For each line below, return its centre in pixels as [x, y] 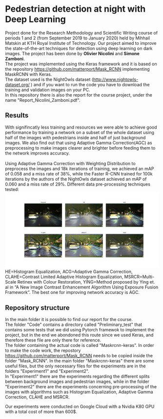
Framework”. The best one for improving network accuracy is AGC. [72, 292]
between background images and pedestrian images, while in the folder [77, 381]
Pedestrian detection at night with [75, 9]
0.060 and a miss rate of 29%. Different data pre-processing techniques [78, 184]
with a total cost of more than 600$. [41, 412]
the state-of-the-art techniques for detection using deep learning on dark [79, 48]
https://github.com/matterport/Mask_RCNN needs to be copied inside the [79, 356]
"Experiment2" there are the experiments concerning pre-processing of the [81, 387]
